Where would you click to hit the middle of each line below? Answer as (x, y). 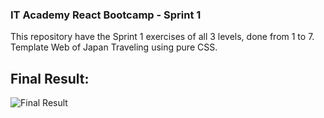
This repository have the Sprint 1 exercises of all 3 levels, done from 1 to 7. (162, 37)
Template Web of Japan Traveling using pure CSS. (114, 47)
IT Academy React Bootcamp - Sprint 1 (106, 15)
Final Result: (50, 78)
